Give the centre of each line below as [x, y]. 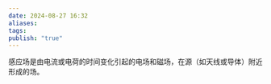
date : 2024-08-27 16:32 [48, 16]
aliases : [23, 23]
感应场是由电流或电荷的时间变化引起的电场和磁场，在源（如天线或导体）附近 [135, 62]
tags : [17, 30]
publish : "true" [35, 38]
